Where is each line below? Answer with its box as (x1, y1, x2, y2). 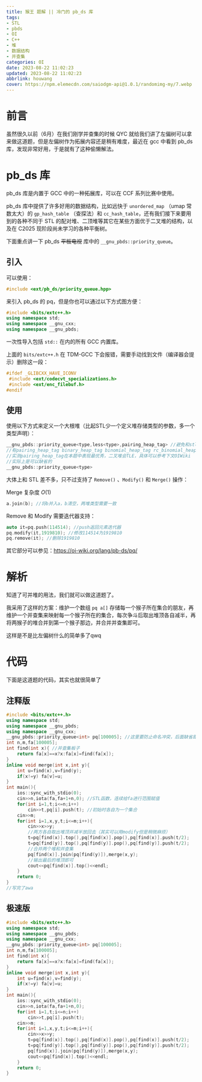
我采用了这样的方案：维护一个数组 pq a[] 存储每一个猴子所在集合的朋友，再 (6, 604, 194, 611)
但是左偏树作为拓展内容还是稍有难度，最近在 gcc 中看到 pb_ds (37, 138, 193, 145)
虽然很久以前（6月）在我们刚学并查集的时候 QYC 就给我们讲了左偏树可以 (6, 130, 188, 137)
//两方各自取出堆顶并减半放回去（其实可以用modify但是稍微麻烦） (28, 829, 170, 836)
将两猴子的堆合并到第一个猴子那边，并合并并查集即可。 (6, 619, 143, 626)
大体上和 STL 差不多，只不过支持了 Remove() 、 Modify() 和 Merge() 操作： (6, 475, 189, 483)
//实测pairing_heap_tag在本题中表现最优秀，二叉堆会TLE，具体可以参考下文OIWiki (6, 453, 191, 459)
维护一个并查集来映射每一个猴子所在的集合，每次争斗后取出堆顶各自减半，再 (6, 611, 196, 619)
